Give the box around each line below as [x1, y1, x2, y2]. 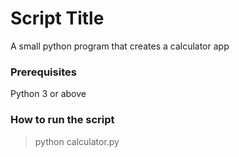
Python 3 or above [10, 88, 87, 100]
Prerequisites [10, 65, 77, 79]
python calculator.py [34, 135, 120, 147]
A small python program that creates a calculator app [10, 40, 230, 52]
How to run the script [10, 113, 115, 127]
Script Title [10, 7, 105, 30]
